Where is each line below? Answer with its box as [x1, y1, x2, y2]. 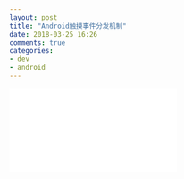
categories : [9, 47, 54, 55]
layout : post [9, 13, 58, 22]
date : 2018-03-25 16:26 [9, 30, 98, 38]
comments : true [9, 38, 66, 47]
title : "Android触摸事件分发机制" [9, 21, 127, 30]
